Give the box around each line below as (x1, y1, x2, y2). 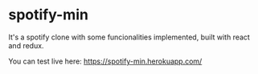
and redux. (8, 40, 44, 50)
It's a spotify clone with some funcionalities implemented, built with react (8, 32, 251, 42)
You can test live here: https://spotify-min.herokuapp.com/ (8, 56, 203, 66)
